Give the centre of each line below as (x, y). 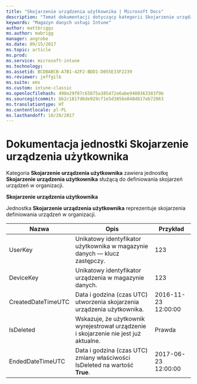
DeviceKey (24, 278)
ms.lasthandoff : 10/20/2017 (40, 115)
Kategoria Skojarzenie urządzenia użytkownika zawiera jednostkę (87, 173)
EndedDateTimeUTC (37, 362)
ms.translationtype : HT (35, 104)
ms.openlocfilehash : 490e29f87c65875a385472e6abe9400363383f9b (85, 93)
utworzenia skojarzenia (107, 302)
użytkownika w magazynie (112, 246)
